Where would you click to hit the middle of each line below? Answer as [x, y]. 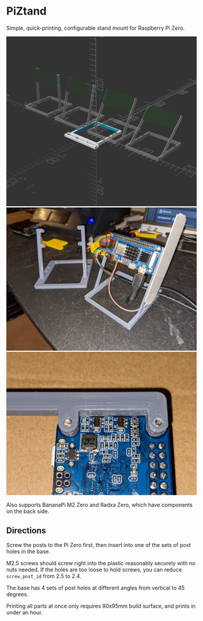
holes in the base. [28, 552]
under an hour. [24, 613]
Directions [26, 530]
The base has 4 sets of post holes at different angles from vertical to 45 [96, 588]
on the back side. [28, 511]
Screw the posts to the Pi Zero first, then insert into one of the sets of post [99, 545]
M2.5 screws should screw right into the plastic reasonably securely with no [101, 563]
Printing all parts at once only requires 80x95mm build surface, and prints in [101, 606]
